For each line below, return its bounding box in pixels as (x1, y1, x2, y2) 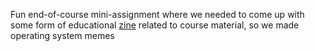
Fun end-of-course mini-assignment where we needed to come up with (10, 9, 305, 20)
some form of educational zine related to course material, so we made (10, 19, 300, 31)
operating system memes (10, 30, 115, 41)
